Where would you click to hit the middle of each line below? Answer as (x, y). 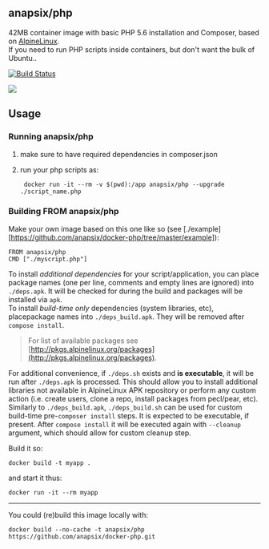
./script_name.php (50, 192)
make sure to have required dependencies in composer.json (119, 154)
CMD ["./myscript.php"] (48, 259)
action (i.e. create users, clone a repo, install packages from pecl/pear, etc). (133, 398)
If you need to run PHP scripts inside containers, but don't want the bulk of (132, 49)
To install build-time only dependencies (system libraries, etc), (111, 308)
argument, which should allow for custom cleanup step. (100, 433)
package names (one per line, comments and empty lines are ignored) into (131, 282)
